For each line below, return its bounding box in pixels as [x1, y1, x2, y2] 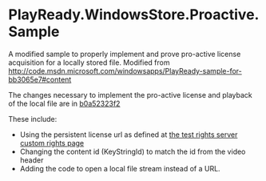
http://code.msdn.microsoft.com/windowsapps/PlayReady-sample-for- [8, 66, 242, 75]
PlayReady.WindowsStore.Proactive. [8, 6, 260, 24]
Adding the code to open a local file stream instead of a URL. [19, 163, 221, 173]
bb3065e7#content [8, 74, 72, 84]
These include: [8, 114, 58, 123]
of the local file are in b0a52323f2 [8, 99, 121, 108]
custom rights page [19, 138, 85, 147]
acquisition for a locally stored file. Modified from [8, 58, 170, 67]
